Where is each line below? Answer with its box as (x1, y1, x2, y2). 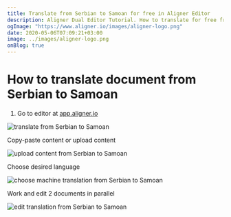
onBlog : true (7, 42, 45, 49)
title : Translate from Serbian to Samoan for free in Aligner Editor (7, 10, 211, 17)
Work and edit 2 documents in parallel (7, 189, 115, 197)
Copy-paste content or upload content (7, 136, 116, 144)
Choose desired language (7, 163, 80, 171)
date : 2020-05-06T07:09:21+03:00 (7, 29, 103, 37)
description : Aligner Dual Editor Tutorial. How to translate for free (7, 17, 217, 23)
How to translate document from (7, 72, 197, 87)
